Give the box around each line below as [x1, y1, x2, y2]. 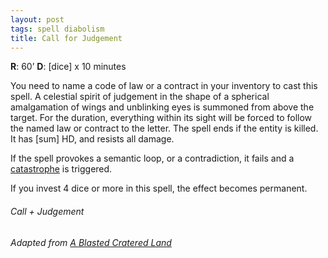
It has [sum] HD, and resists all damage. [10, 133, 175, 145]
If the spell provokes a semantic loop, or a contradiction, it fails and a [10, 152, 295, 165]
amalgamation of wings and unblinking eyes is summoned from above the [10, 101, 315, 113]
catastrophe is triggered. [10, 163, 113, 175]
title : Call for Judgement [10, 33, 123, 43]
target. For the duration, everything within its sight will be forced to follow [10, 112, 313, 124]
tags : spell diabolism [10, 24, 105, 34]
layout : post [10, 14, 65, 25]
